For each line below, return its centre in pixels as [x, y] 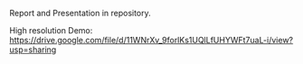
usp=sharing [33, 50]
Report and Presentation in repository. [80, 13]
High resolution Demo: [51, 30]
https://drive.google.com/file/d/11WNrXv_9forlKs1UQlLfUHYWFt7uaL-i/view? [151, 40]
